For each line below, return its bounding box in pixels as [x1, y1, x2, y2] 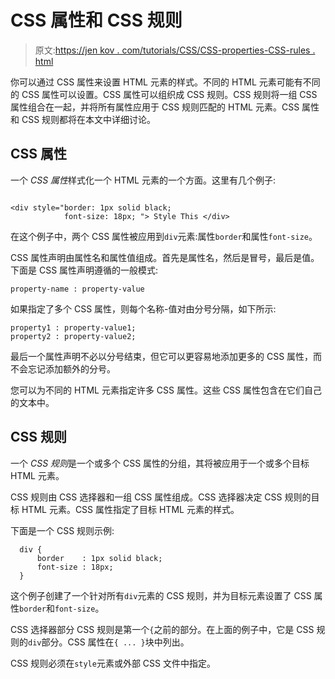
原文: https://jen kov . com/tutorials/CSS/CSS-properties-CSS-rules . [34, 44, 316, 56]
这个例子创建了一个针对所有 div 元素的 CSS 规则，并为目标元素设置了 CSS [10, 589, 312, 601]
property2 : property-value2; [10, 331, 137, 341]
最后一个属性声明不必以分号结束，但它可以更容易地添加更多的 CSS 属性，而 [10, 350, 323, 362]
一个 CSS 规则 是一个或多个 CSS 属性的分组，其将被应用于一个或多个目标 [10, 457, 310, 469]
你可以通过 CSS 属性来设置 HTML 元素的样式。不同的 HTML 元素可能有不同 [10, 76, 321, 88]
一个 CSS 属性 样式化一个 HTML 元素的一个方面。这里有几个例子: [10, 174, 276, 186]
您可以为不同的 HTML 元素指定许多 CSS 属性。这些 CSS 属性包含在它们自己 [10, 384, 323, 396]
